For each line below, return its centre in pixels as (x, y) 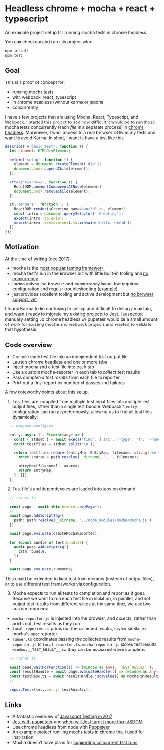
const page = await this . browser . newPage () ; (55, 507)
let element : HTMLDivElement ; (40, 151)
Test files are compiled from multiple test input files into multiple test (81, 401)
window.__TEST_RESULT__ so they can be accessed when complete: (79, 649)
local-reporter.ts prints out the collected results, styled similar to (79, 629)
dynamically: (25, 417)
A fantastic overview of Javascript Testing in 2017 (62, 717)
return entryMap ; (36, 471)
